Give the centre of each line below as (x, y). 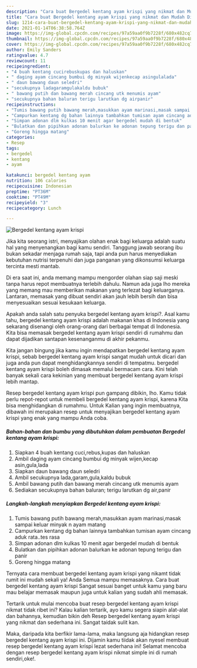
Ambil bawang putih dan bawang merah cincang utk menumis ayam (96, 484)
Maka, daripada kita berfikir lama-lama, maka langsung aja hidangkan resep (98, 634)
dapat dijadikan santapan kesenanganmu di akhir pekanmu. (78, 339)
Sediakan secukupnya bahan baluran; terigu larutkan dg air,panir (93, 490)
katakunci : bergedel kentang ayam (48, 175)
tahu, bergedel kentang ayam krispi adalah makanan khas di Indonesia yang (98, 320)
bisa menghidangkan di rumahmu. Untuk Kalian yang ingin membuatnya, (94, 406)
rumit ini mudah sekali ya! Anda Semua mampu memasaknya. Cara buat (93, 580)
